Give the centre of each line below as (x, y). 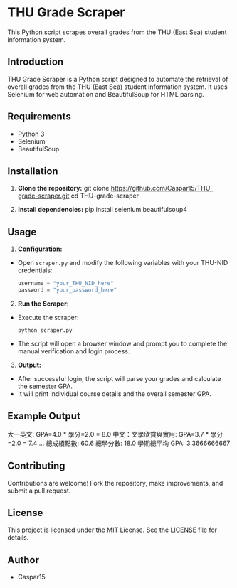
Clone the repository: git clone (63, 188)
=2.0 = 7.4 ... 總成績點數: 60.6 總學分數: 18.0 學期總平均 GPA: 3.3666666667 (119, 443)
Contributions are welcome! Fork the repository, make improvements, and (115, 483)
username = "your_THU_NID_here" (65, 284)
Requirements (39, 117)
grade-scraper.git (43, 196)
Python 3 (31, 134)
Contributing (36, 466)
